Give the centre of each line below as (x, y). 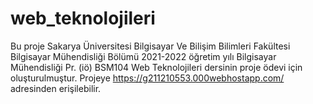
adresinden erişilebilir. (56, 88)
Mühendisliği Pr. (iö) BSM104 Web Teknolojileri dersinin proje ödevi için (156, 67)
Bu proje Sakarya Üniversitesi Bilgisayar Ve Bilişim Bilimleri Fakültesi (150, 46)
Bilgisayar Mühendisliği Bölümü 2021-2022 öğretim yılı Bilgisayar (143, 56)
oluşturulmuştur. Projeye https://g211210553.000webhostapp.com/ (147, 78)
